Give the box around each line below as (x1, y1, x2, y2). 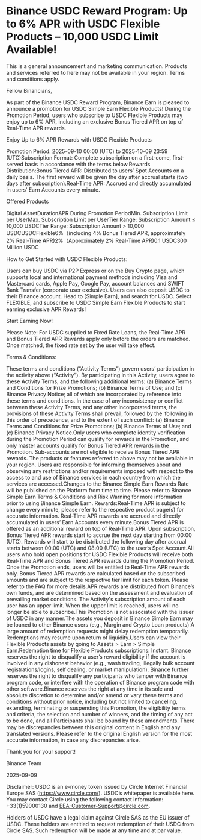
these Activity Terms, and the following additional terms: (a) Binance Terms (6, 378, 192, 385)
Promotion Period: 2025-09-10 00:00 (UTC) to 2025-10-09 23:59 (6, 148, 168, 155)
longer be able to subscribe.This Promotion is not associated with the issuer (6, 608, 194, 615)
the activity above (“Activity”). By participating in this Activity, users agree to (6, 371, 195, 378)
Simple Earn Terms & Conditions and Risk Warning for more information (6, 493, 183, 500)
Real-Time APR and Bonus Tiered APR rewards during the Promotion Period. (6, 557, 195, 564)
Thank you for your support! (6, 748, 76, 755)
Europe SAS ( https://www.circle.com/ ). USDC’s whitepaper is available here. (6, 789, 195, 797)
